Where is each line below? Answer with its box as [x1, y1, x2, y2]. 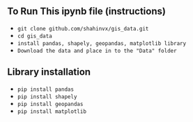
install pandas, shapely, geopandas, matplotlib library [17, 40, 187, 47]
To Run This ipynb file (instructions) [7, 6, 166, 17]
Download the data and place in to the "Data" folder [17, 47, 177, 54]
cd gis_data [17, 33, 52, 40]
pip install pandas [17, 86, 75, 93]
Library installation [7, 66, 91, 78]
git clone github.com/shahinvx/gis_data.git [17, 25, 149, 32]
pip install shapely [17, 93, 77, 100]
